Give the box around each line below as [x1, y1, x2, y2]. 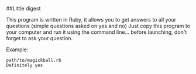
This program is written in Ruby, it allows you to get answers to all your [6, 16, 177, 23]
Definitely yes [6, 62, 43, 68]
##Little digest [6, 5, 41, 12]
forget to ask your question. [6, 35, 73, 41]
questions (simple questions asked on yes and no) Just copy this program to [6, 23, 191, 29]
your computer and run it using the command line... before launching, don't [6, 29, 187, 36]
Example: [6, 46, 29, 53]
